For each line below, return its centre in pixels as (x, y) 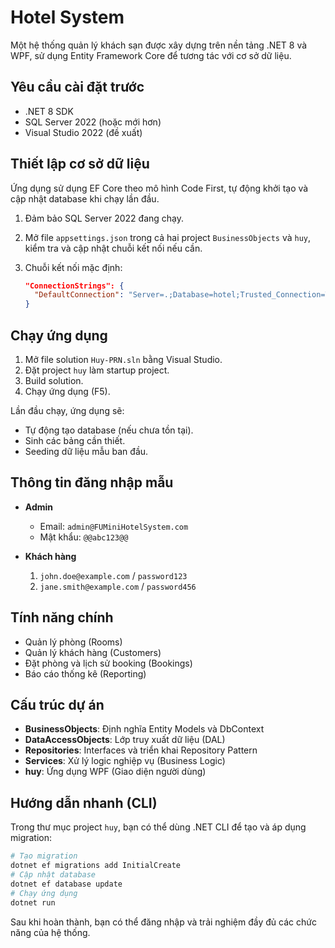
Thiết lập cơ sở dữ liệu (80, 164)
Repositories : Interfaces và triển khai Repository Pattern (141, 750)
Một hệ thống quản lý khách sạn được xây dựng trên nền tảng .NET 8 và (159, 45)
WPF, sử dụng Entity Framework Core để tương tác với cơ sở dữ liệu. (151, 55)
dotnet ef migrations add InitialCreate (96, 866)
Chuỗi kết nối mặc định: (73, 267)
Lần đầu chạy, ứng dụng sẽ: (67, 410)
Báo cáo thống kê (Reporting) (85, 673)
